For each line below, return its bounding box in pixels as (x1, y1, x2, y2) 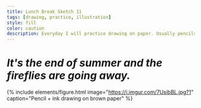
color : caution (7, 25, 45, 31)
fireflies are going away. (7, 69, 131, 82)
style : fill (7, 20, 36, 26)
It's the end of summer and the (7, 56, 163, 70)
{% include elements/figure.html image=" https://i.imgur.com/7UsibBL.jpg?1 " (7, 88, 194, 96)
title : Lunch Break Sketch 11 (7, 8, 82, 15)
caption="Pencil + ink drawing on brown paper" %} (7, 95, 133, 102)
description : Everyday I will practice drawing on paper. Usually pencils (7, 31, 197, 37)
